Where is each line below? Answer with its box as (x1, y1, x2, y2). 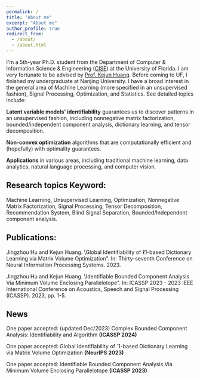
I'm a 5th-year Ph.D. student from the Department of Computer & (6, 58, 166, 66)
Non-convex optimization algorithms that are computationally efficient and (6, 139, 192, 146)
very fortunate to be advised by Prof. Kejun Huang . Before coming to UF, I (6, 71, 187, 78)
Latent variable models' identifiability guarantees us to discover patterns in (6, 108, 194, 115)
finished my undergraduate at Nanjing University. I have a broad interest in (6, 77, 189, 84)
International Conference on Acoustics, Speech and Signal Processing (6, 285, 179, 293)
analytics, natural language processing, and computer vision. (6, 163, 156, 170)
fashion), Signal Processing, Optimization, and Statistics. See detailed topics (6, 90, 194, 97)
